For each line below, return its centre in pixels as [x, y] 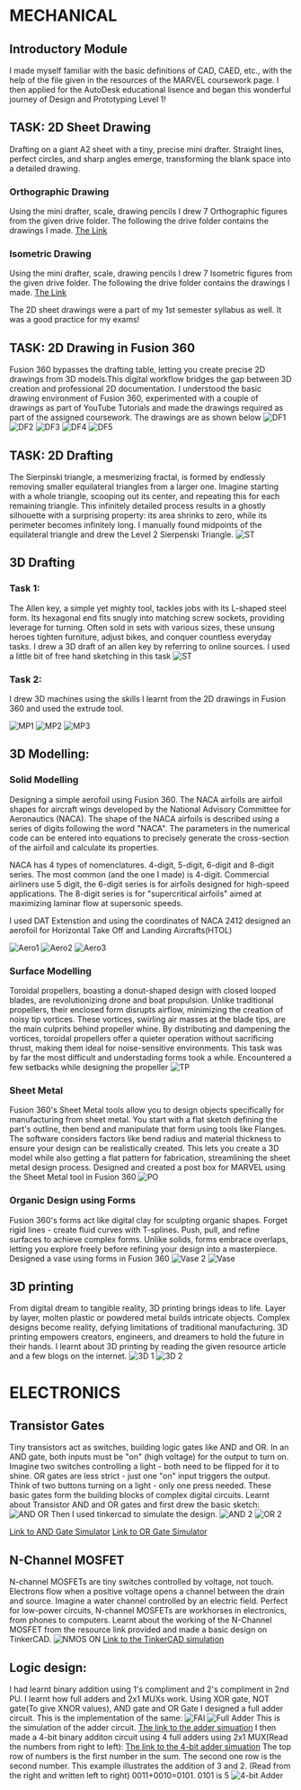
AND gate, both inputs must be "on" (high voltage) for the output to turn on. [149, 1457]
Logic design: [48, 1667]
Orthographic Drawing [59, 192]
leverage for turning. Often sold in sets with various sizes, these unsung [142, 627]
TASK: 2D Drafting [62, 455]
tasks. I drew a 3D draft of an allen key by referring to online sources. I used [150, 646]
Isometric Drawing [50, 254]
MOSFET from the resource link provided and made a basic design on [138, 1630]
